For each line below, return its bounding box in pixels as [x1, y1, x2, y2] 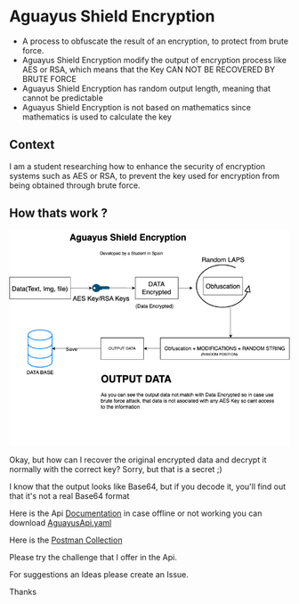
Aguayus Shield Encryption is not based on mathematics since [21, 102, 252, 112]
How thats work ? [9, 206, 109, 221]
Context [9, 137, 55, 152]
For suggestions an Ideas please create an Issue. [9, 569, 189, 580]
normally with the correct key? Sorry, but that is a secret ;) [9, 464, 222, 475]
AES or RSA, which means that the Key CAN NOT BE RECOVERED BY [21, 64, 276, 75]
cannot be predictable [21, 92, 104, 103]
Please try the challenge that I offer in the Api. [9, 552, 178, 563]
